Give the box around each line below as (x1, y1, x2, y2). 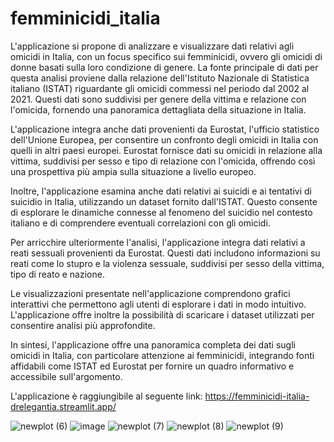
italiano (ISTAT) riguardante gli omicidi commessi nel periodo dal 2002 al (10, 82, 310, 94)
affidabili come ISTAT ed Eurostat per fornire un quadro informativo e (10, 360, 295, 372)
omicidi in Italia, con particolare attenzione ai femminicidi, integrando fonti (10, 349, 315, 361)
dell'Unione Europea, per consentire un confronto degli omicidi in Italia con (10, 133, 319, 146)
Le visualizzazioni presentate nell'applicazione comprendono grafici (10, 287, 291, 299)
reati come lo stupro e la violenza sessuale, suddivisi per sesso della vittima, (10, 257, 325, 269)
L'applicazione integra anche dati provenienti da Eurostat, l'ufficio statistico (10, 123, 320, 135)
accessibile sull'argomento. (10, 370, 123, 382)
